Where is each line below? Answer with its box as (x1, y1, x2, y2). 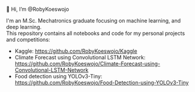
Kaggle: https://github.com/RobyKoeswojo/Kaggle (14, 47, 138, 55)
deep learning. (6, 24, 41, 30)
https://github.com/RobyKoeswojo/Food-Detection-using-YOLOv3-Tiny (14, 79, 189, 86)
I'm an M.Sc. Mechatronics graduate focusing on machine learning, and (6, 17, 181, 24)
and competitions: (6, 36, 50, 43)
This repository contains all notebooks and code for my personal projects (6, 30, 186, 37)
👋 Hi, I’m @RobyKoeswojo (6, 6, 69, 12)
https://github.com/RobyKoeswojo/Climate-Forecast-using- (14, 60, 161, 67)
